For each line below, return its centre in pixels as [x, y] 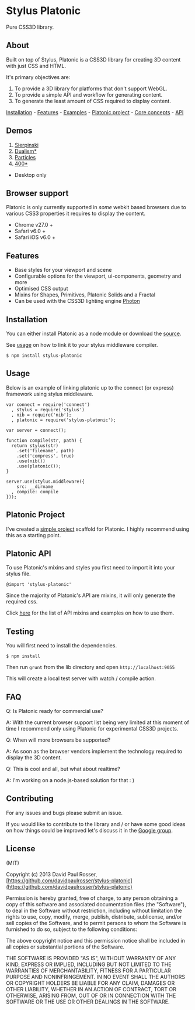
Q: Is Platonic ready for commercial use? [55, 711]
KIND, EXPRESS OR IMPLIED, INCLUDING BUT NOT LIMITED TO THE [89, 964]
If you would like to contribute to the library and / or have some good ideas [96, 824]
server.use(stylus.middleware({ [45, 482]
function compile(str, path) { [44, 441]
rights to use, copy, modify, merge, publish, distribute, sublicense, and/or [94, 917]
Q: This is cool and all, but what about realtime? [63, 769]
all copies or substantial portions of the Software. [65, 947]
